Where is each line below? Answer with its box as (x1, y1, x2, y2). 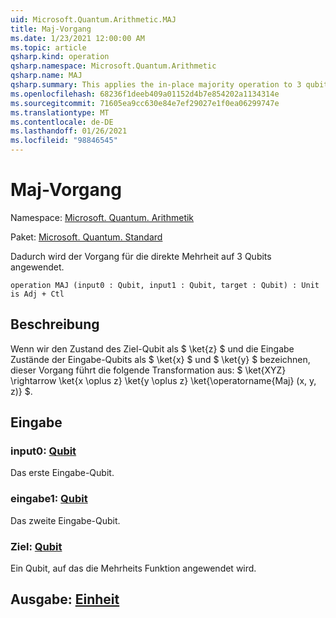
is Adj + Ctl (10, 289, 65, 299)
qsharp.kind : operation (10, 52, 110, 62)
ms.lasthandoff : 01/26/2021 (10, 126, 128, 136)
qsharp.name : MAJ (10, 71, 83, 81)
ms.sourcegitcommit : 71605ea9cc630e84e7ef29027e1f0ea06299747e (10, 98, 280, 108)
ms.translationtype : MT (10, 107, 110, 118)
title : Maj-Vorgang (10, 24, 92, 34)
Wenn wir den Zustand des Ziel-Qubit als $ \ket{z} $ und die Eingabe (10, 342, 295, 355)
